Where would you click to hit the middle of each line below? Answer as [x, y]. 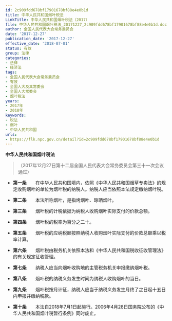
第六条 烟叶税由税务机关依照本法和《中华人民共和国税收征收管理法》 [89, 251]
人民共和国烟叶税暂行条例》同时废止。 [58, 313]
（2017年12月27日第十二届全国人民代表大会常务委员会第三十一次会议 [91, 166]
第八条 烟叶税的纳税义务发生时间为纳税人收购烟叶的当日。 [78, 279]
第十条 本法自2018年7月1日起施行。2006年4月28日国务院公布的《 [86, 307]
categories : [18, 58]
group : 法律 [17, 53]
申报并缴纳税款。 [35, 296]
